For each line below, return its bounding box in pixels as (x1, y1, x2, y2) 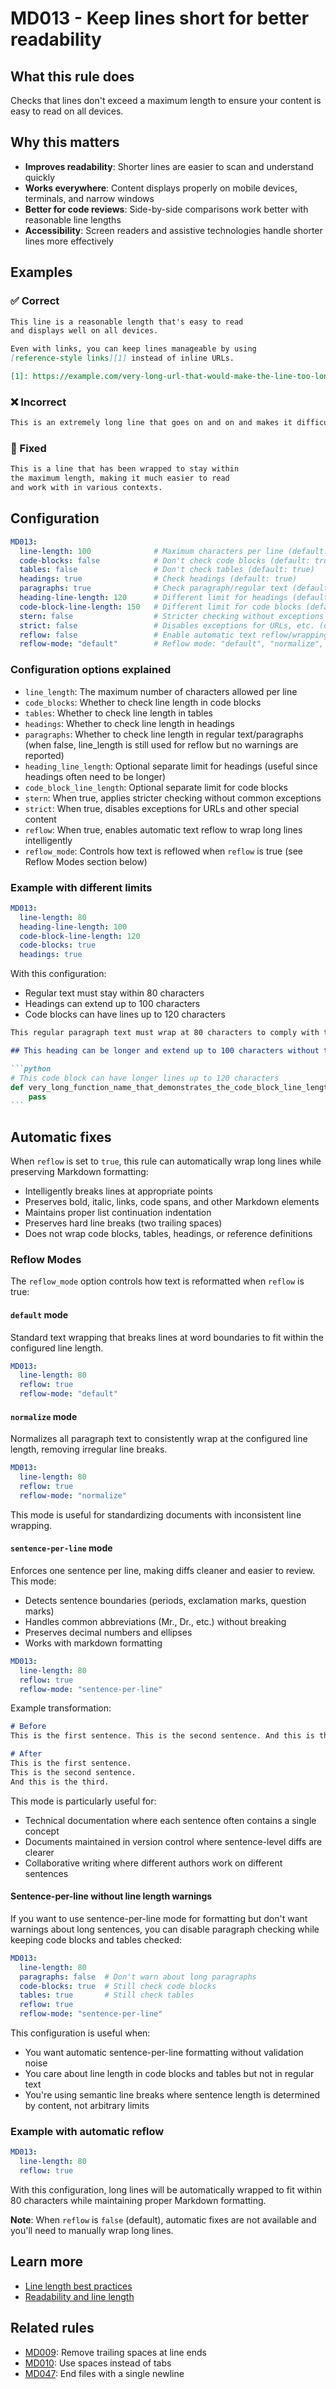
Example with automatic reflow (10, 2124, 165, 2138)
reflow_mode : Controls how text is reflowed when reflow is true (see (24, 845, 303, 857)
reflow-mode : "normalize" (19, 1490, 128, 1501)
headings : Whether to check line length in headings (24, 717, 235, 729)
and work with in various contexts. (10, 483, 163, 493)
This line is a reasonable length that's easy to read (10, 317, 244, 327)
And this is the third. (10, 1777, 110, 1787)
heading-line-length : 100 (19, 922, 128, 932)
